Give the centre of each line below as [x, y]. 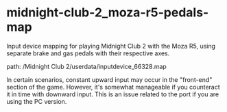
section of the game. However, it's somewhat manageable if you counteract [113, 87]
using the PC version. [37, 101]
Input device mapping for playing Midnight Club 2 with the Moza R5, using [111, 46]
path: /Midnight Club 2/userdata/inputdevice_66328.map [87, 66]
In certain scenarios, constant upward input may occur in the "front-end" [109, 79]
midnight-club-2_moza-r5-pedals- [108, 13]
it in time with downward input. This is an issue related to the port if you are [113, 94]
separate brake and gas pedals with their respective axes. [88, 53]
